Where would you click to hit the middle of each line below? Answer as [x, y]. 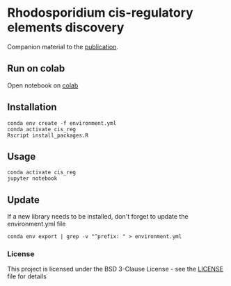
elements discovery [66, 27]
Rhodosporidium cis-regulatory [100, 13]
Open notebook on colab [43, 85]
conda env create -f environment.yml [62, 123]
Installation [32, 107]
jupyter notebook [32, 178]
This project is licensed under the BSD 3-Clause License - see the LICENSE [115, 269]
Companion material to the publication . [63, 47]
